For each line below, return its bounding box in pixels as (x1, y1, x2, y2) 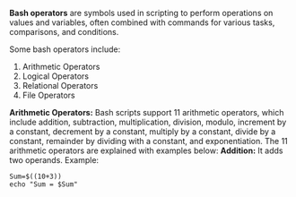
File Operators (22, 90, 76, 100)
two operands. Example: (9, 155, 100, 165)
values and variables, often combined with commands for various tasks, (9, 17, 275, 28)
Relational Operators (22, 81, 99, 90)
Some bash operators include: (9, 44, 121, 55)
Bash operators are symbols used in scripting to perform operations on (9, 8, 274, 18)
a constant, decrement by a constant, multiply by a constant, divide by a (9, 126, 276, 137)
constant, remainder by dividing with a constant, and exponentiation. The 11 (9, 136, 289, 146)
